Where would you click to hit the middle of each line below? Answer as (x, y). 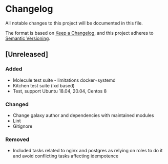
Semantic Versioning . (28, 38)
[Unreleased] (27, 54)
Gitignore (23, 126)
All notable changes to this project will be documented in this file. (74, 23)
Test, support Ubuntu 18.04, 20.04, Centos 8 (60, 91)
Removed (17, 139)
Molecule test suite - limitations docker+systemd (64, 80)
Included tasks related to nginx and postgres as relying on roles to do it (88, 151)
